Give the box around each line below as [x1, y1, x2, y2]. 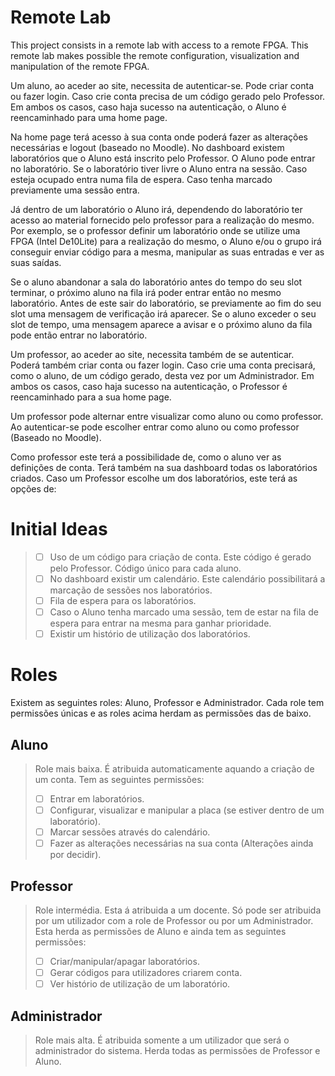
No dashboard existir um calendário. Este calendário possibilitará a [49, 572, 326, 585]
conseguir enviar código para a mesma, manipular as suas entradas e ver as [10, 246, 325, 258]
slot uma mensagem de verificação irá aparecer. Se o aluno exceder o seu [10, 307, 317, 320]
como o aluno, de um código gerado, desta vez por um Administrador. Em [10, 369, 315, 381]
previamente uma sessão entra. [10, 184, 140, 196]
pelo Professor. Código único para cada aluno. [49, 562, 242, 574]
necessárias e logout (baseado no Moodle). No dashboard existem [10, 141, 285, 153]
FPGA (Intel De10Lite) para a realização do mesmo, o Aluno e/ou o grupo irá [10, 235, 322, 247]
